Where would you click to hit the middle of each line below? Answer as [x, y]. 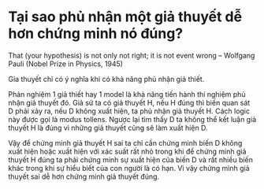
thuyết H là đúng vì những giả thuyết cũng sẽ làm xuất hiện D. [108, 128]
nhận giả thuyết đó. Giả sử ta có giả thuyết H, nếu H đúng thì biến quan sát [129, 102]
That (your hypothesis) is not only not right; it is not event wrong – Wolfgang [132, 55]
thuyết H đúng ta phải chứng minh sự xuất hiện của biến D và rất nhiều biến [131, 159]
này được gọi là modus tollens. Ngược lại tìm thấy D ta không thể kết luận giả [132, 119]
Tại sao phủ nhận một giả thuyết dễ [125, 17]
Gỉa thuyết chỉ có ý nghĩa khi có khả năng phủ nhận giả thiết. [106, 79]
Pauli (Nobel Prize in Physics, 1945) [66, 64]
